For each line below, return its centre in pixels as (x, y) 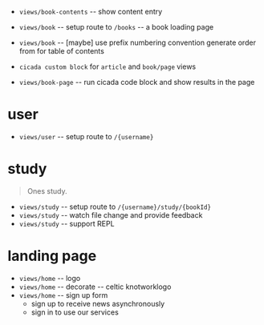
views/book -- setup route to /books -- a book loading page (116, 27)
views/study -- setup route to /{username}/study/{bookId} (115, 207)
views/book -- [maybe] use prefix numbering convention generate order (137, 42)
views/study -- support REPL (67, 223)
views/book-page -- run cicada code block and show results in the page (137, 82)
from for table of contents (62, 51)
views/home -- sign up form (63, 295)
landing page (52, 256)
